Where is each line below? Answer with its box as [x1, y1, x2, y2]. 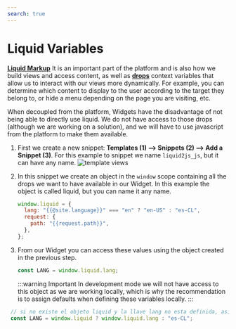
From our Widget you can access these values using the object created [17, 245, 224, 254]
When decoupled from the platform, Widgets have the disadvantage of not [7, 107, 223, 116]
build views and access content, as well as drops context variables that [7, 71, 214, 79]
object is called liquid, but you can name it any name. [17, 187, 172, 195]
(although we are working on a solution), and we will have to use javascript [7, 122, 223, 131]
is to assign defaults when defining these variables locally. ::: [17, 295, 194, 303]
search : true [7, 10, 46, 18]
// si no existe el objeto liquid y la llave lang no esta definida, [10, 308, 218, 315]
